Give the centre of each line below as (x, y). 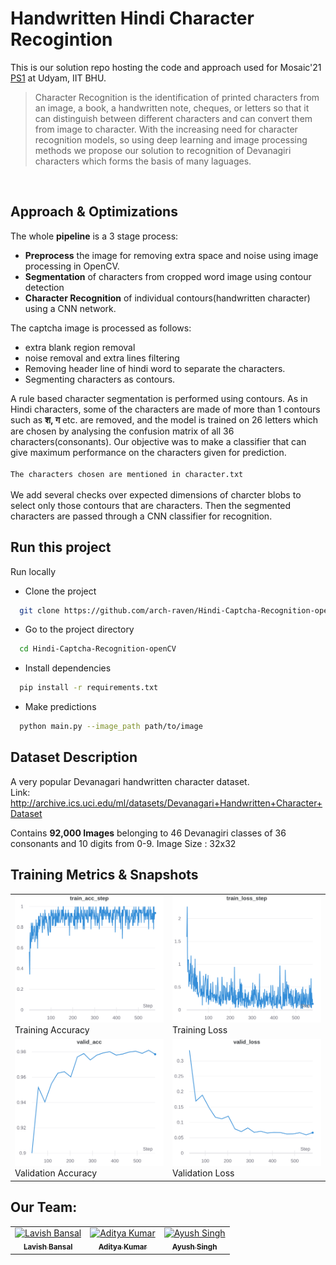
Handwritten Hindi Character (132, 18)
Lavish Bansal (48, 1247)
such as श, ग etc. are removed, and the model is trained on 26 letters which (164, 419)
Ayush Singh (194, 1247)
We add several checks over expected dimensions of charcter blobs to (156, 494)
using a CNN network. (70, 308)
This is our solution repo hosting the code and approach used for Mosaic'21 (166, 67)
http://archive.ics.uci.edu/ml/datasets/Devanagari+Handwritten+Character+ (166, 803)
